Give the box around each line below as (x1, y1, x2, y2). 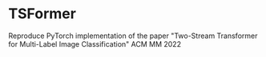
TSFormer (8, 5, 76, 23)
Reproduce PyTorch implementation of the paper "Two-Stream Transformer (8, 31, 258, 40)
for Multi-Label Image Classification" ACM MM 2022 (8, 39, 182, 48)
